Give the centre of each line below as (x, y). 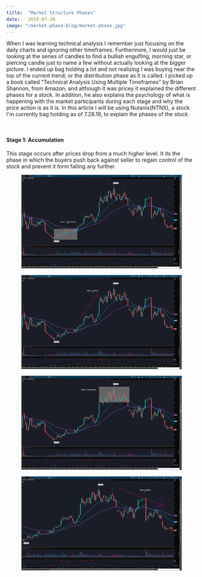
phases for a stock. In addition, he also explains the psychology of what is (98, 95)
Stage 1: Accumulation (35, 140)
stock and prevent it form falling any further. (61, 166)
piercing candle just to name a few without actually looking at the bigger (96, 63)
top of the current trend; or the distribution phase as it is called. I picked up (100, 76)
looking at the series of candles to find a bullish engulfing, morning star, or (99, 56)
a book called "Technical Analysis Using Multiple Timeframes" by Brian (95, 82)
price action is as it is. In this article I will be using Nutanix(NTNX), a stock (98, 108)
